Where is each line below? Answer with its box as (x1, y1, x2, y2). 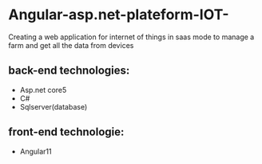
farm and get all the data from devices (8, 40, 134, 50)
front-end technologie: (8, 126, 125, 139)
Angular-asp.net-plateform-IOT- (8, 6, 229, 24)
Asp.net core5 (19, 85, 67, 94)
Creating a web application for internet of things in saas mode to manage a (8, 32, 255, 42)
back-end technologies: (8, 64, 130, 78)
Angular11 (19, 146, 52, 156)
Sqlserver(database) (19, 102, 88, 111)
